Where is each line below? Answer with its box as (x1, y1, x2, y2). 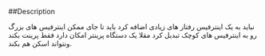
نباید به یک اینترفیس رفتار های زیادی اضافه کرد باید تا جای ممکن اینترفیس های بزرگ (8, 22, 255, 31)
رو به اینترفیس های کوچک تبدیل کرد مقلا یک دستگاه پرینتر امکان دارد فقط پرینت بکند (8, 31, 258, 39)
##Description (8, 7, 56, 16)
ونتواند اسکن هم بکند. (8, 39, 73, 48)
